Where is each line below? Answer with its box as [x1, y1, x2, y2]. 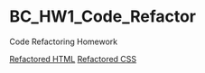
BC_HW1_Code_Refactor [9, 6, 197, 27]
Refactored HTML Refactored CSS [9, 53, 137, 64]
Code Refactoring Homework [9, 36, 118, 47]
